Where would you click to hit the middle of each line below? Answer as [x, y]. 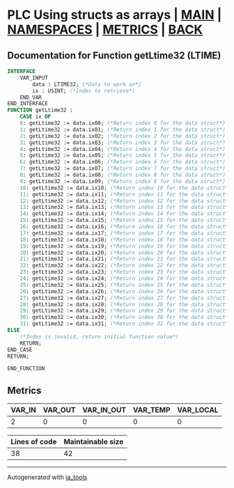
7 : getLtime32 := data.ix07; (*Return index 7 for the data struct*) [123, 168]
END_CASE [20, 349]
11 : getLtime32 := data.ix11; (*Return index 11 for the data [112, 194]
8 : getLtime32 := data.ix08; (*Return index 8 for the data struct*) [123, 175]
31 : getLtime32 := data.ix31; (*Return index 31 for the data [112, 324]
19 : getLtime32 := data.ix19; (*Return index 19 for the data [112, 246]
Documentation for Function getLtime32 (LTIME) [114, 55]
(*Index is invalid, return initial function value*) [99, 337]
